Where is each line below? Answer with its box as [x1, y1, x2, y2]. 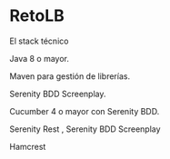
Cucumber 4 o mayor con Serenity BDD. [9, 105, 160, 116]
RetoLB [9, 5, 65, 26]
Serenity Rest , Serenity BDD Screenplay [9, 124, 161, 134]
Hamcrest [9, 141, 46, 152]
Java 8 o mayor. [9, 53, 70, 64]
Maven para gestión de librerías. [9, 70, 130, 82]
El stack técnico [9, 35, 69, 46]
